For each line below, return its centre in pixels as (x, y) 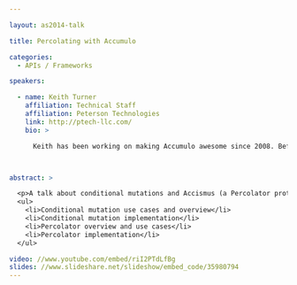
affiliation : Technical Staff (81, 106)
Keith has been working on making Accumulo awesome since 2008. (153, 146)
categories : (31, 57)
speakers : (27, 81)
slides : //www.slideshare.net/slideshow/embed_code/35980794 (124, 267)
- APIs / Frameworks (55, 65)
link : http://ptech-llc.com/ (79, 122)
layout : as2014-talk (47, 25)
